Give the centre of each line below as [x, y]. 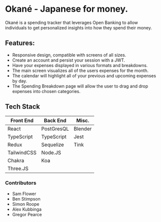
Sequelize [53, 144]
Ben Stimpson [26, 199]
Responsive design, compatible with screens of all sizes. [69, 55]
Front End [22, 120]
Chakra [16, 160]
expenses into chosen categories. [46, 91]
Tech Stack [23, 107]
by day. [20, 81]
